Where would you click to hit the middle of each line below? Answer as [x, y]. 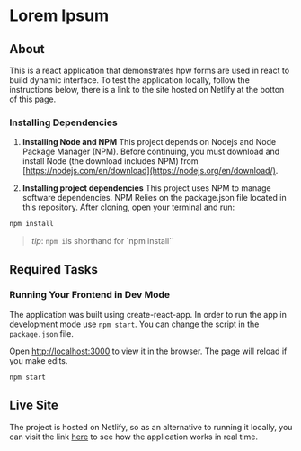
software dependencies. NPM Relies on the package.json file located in [154, 198]
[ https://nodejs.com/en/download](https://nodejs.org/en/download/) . [150, 171]
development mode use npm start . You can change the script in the [134, 324]
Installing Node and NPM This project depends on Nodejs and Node [149, 142]
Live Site [34, 406]
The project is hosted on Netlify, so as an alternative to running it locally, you [151, 427]
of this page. [33, 99]
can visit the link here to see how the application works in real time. [134, 437]
